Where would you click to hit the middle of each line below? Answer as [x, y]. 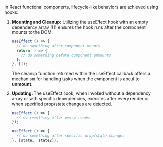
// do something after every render [54, 118]
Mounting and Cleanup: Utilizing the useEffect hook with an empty [80, 22]
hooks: [12, 12]
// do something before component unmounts [66, 55]
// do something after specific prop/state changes [70, 135]
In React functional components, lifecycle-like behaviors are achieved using [81, 7]
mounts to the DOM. [32, 32]
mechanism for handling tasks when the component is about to [76, 79]
